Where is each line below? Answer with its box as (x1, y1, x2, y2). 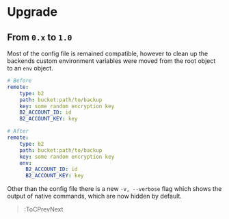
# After (7, 128, 29, 135)
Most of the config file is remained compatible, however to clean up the (7, 49, 208, 57)
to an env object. (7, 64, 53, 72)
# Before (7, 77, 32, 84)
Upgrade (7, 4, 58, 20)
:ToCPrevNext (23, 205, 64, 214)
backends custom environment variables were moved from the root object (7, 57, 216, 65)
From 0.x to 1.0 (7, 31, 72, 43)
